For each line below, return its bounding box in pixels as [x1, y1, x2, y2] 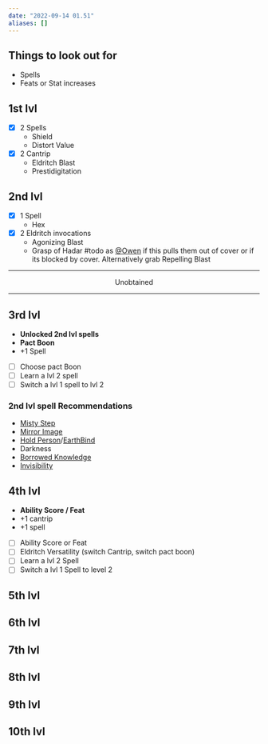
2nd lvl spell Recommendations [8, 401, 133, 412]
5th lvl [8, 589, 41, 602]
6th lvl [8, 616, 41, 630]
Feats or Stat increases [19, 78, 96, 88]
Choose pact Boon [19, 362, 81, 371]
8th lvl [8, 670, 41, 684]
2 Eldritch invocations [19, 229, 92, 238]
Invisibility [19, 461, 53, 470]
